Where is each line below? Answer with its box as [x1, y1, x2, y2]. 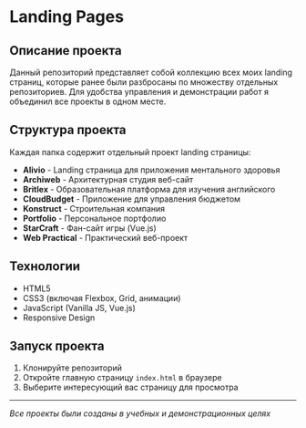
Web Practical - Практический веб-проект [22, 232, 189, 243]
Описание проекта [9, 43, 122, 58]
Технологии [9, 258, 80, 275]
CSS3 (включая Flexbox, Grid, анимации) [22, 292, 181, 303]
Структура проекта [9, 122, 127, 138]
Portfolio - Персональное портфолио [22, 213, 167, 224]
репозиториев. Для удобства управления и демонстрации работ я [9, 87, 269, 97]
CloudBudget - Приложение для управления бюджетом [22, 193, 241, 204]
